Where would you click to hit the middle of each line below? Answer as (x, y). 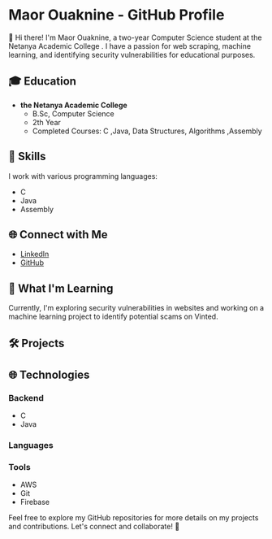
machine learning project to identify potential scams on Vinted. (113, 317)
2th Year (46, 122)
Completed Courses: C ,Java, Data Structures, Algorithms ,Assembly (147, 131)
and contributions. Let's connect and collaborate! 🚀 (94, 527)
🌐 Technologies (49, 374)
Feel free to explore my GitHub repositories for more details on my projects (134, 518)
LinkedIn (35, 254)
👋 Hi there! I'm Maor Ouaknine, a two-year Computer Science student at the (135, 37)
